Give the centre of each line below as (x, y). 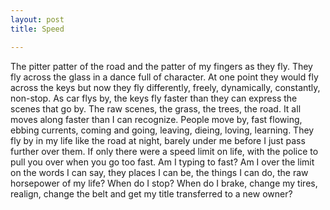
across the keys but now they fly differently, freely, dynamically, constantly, (165, 87)
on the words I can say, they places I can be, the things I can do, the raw (159, 172)
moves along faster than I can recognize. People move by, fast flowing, (156, 119)
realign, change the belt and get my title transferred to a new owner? (151, 193)
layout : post (37, 19)
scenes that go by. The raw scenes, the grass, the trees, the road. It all (156, 108)
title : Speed (37, 29)
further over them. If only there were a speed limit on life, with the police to (164, 151)
